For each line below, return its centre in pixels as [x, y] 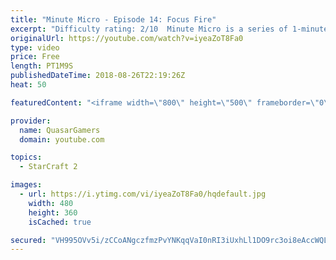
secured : [28, 240]
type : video [35, 47]
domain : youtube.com [62, 139]
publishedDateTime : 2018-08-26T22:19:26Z [98, 76]
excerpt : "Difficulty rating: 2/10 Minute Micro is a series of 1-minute [169, 29]
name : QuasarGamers [60, 130]
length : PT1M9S [42, 66]
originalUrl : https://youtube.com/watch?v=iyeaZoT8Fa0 [127, 38]
